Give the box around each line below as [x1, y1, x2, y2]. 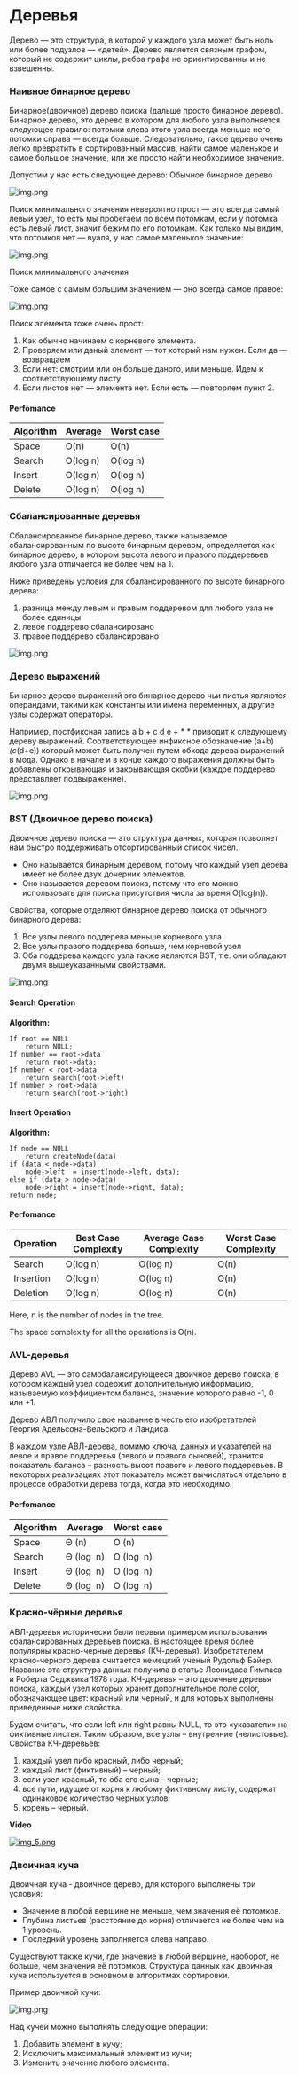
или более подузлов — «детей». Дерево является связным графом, [9, 43, 268, 54]
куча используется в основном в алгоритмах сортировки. [9, 1970, 231, 1981]
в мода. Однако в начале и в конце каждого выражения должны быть [9, 755, 275, 766]
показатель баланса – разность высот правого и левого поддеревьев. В [9, 1460, 284, 1471]
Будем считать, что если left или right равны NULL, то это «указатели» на [9, 1718, 288, 1730]
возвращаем [21, 354, 71, 365]
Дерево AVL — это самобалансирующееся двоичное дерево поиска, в [9, 1369, 279, 1379]
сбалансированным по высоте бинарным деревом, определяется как [9, 539, 275, 550]
